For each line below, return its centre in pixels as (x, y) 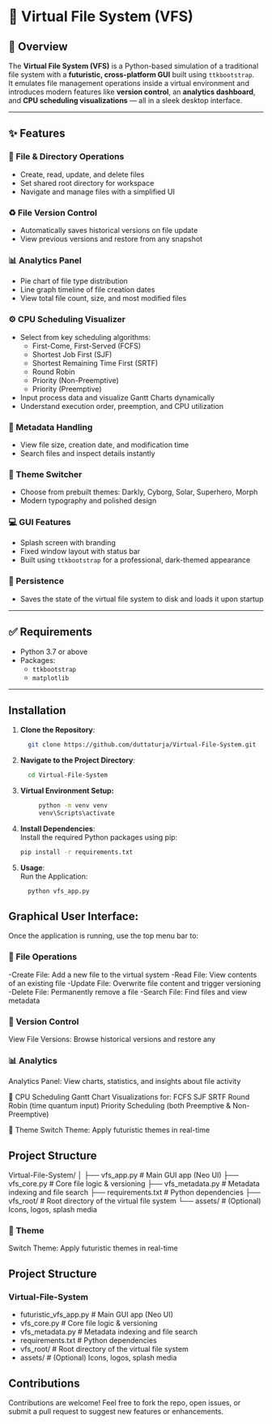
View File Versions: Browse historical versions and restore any (112, 1039)
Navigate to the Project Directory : (78, 760)
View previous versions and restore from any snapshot (111, 239)
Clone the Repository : (57, 730)
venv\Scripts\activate (76, 813)
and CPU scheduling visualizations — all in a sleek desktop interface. (125, 100)
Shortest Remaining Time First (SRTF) (95, 363)
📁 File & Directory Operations (66, 157)
